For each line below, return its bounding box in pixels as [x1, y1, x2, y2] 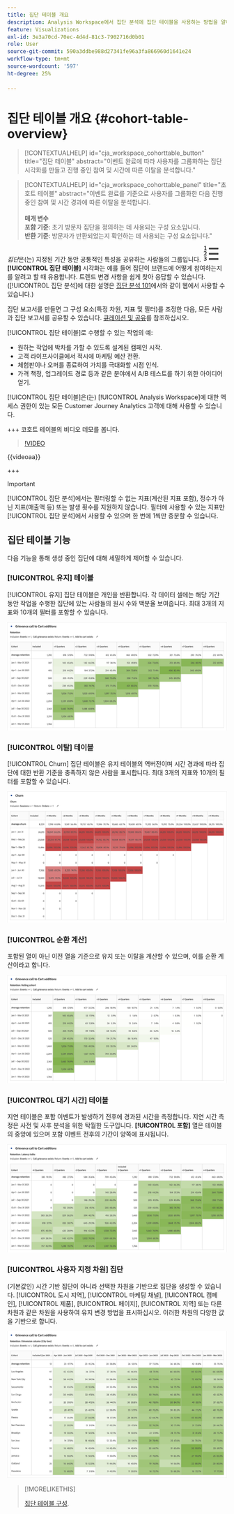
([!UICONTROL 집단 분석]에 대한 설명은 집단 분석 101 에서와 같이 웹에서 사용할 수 [7, 281, 226, 290]
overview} [7, 126, 68, 142]
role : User [7, 40, 39, 48]
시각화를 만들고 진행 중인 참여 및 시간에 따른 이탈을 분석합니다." [24, 166, 196, 174]
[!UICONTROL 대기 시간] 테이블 [7, 1095, 109, 1105]
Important [7, 480, 36, 488]
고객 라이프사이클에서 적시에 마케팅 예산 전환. [17, 352, 141, 361]
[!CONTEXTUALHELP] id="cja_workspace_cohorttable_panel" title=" [24, 181, 221, 189]
